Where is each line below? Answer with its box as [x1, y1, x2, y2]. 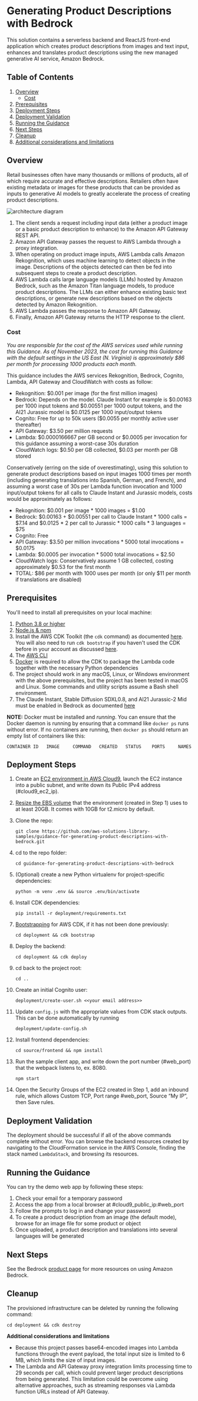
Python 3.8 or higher [15, 620, 65, 627]
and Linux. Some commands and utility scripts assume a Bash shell [15, 683, 179, 690]
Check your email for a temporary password [15, 1195, 123, 1202]
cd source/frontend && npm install [15, 1048, 103, 1054]
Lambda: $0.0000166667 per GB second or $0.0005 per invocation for [15, 433, 187, 441]
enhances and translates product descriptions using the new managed [6, 48, 179, 56]
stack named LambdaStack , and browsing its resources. [6, 1150, 139, 1157]
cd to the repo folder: [15, 849, 67, 856]
